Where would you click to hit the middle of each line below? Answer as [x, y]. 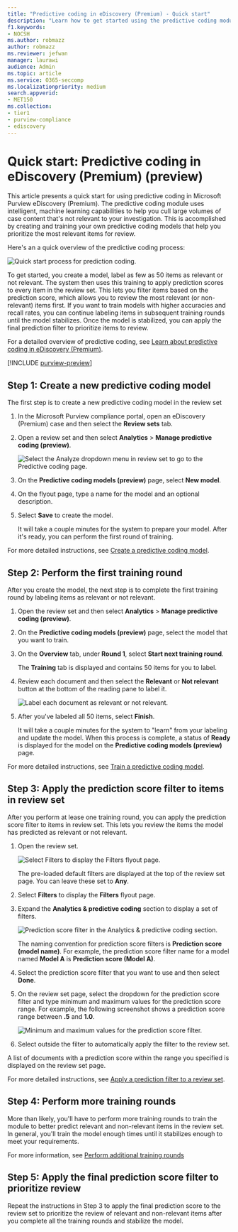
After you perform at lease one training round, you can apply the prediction [117, 817]
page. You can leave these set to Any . [73, 881]
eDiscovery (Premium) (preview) [105, 177]
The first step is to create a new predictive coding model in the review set [114, 403]
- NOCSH [19, 34]
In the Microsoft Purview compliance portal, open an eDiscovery [111, 416]
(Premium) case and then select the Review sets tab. [95, 424]
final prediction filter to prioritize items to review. [78, 328]
